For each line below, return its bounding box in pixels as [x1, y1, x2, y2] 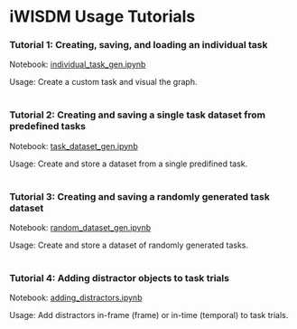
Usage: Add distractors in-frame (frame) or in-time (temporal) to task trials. [9, 310, 289, 321]
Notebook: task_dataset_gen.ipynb [9, 140, 138, 151]
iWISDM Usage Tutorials [9, 6, 196, 27]
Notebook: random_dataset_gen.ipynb [9, 222, 152, 233]
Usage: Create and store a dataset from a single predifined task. [9, 158, 248, 169]
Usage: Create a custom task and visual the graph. [9, 77, 198, 88]
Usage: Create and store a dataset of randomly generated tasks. [9, 240, 249, 250]
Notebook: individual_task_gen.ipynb [9, 59, 146, 70]
